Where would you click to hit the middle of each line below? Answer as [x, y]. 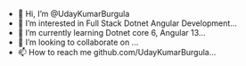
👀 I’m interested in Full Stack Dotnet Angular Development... [127, 23]
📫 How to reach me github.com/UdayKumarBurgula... [117, 52]
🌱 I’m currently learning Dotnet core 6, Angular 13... [111, 33]
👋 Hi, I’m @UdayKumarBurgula [74, 14]
